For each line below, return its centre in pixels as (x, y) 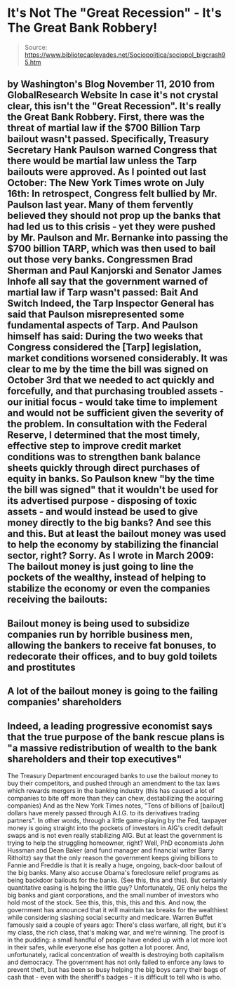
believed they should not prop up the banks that (114, 216)
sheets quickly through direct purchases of (104, 468)
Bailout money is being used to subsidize (99, 623)
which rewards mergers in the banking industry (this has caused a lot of (111, 790)
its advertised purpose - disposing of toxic (102, 501)
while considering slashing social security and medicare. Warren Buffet (110, 917)
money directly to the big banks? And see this (109, 523)
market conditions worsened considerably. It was (117, 358)
